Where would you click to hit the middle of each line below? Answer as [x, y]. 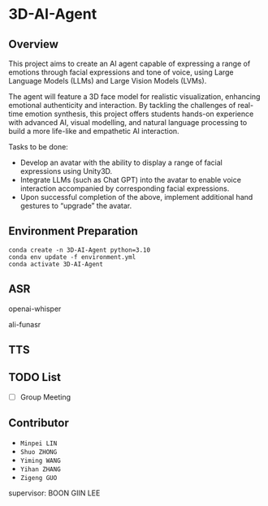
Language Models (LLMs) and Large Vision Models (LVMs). [108, 81]
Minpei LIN [39, 443]
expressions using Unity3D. [66, 171]
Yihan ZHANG [40, 469]
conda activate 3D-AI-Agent [56, 264]
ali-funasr [25, 324]
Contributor [39, 423]
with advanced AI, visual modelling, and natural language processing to [128, 122]
